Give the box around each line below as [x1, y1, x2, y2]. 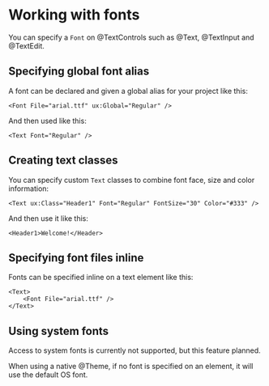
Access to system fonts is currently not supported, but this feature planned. [8, 346, 261, 355]
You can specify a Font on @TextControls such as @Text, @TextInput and [8, 32, 254, 42]
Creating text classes [8, 154, 118, 168]
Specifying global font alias [8, 65, 150, 78]
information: [8, 184, 49, 193]
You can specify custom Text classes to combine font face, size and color [8, 175, 255, 185]
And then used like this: [8, 116, 87, 125]
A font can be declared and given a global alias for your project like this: [8, 86, 249, 95]
